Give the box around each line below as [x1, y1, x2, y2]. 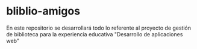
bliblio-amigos [6, 4, 80, 18]
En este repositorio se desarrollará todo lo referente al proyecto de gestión [6, 24, 192, 31]
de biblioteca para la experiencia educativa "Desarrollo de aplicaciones [6, 30, 183, 38]
